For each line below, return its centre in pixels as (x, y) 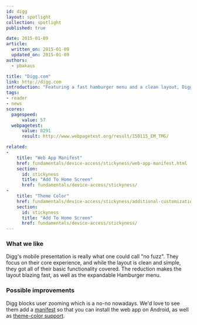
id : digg (17, 11)
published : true (26, 28)
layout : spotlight (28, 17)
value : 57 (33, 120)
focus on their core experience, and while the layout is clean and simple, (94, 263)
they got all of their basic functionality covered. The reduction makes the (94, 269)
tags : (13, 93)
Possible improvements (40, 290)
